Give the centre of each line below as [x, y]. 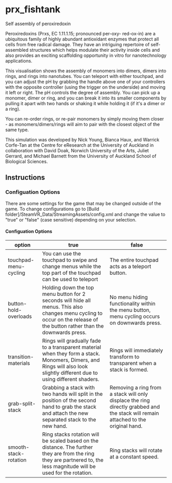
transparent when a [133, 363]
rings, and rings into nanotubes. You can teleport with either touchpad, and [84, 76]
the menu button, [130, 310]
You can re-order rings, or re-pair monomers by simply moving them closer [85, 118]
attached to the [128, 419]
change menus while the [72, 266]
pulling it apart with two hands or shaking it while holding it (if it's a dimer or [85, 103]
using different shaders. [71, 379]
